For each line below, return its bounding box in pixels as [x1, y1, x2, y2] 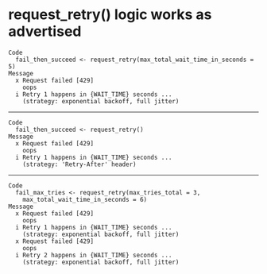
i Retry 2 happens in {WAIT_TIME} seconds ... [15, 251, 172, 259]
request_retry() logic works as [8, 6, 212, 24]
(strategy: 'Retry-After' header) [22, 160, 137, 168]
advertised [8, 22, 82, 41]
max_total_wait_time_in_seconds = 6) [22, 195, 148, 203]
